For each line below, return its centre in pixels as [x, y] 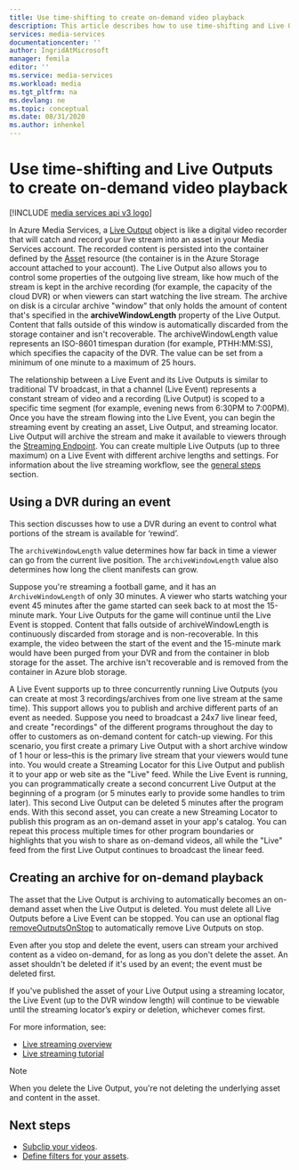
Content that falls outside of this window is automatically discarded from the [149, 324]
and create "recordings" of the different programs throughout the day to [141, 727]
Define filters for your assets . [75, 1156]
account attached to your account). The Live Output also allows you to [138, 267]
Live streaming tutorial [63, 1053]
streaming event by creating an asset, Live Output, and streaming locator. [144, 427]
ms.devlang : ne [37, 100]
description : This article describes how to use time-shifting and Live [147, 26]
